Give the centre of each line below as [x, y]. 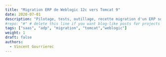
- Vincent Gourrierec [32, 47]
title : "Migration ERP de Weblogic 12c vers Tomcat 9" [63, 10]
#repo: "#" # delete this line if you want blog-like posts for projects [83, 24]
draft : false [19, 38]
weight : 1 [15, 33]
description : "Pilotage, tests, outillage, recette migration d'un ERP [80, 19]
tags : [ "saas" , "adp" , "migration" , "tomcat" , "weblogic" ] [66, 28]
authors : [14, 42]
